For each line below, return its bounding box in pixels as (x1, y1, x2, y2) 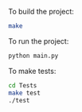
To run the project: (8, 36, 69, 46)
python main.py (8, 52, 59, 60)
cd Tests (8, 81, 37, 90)
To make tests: (8, 66, 57, 75)
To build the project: (8, 7, 74, 16)
